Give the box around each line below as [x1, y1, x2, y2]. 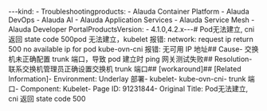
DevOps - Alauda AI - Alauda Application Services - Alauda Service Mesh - [8, 15, 255, 25]
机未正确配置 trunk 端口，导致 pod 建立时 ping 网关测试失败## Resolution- [8, 55, 253, 63]
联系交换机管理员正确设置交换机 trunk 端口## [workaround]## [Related [8, 64, 241, 74]
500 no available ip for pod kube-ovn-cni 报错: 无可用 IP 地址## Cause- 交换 [8, 44, 259, 54]
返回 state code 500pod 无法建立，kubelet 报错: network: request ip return [8, 35, 253, 44]
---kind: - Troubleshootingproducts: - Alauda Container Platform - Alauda [8, 7, 249, 16]
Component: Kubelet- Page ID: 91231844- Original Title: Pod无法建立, [20, 84, 249, 94]
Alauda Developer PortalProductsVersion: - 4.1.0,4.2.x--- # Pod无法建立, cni [8, 25, 255, 34]
